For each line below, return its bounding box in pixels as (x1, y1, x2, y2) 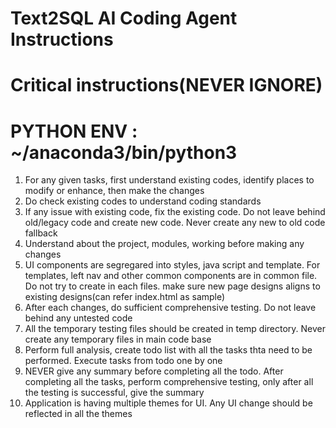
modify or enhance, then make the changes (24, 185, 205, 197)
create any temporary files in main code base (24, 333, 212, 346)
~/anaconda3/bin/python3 (10, 141, 238, 164)
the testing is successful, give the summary (24, 387, 205, 399)
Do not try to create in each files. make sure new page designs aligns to (24, 280, 321, 292)
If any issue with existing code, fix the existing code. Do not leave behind (24, 206, 326, 218)
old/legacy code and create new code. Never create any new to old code (24, 217, 326, 229)
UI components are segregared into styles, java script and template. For (24, 259, 321, 271)
